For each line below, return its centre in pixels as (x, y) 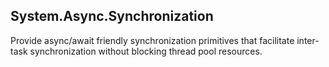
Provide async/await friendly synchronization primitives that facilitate (152, 40)
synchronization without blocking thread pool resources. (146, 51)
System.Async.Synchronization (112, 16)
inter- (308, 40)
